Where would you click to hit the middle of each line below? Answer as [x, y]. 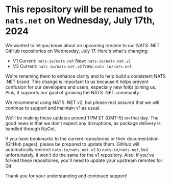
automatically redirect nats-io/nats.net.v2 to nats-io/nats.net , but [77, 149]
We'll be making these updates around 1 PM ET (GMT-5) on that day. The [82, 118]
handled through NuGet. [31, 129]
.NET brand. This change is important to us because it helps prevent [77, 81]
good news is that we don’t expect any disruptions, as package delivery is [83, 123]
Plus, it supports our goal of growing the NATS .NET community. [73, 92]
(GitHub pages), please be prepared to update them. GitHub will [72, 144]
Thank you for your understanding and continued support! [66, 176]
